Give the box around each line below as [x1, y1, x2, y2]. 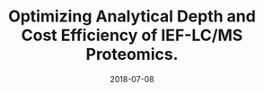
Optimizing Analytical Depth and [7, 6, 257, 27]
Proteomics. [85, 45, 179, 64]
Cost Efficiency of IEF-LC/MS [21, 25, 243, 46]
